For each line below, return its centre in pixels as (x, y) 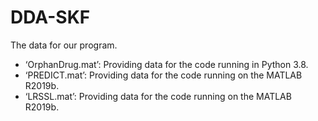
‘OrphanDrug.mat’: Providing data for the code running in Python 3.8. (166, 64)
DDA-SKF (50, 17)
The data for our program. (64, 45)
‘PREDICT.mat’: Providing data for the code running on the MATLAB (163, 75)
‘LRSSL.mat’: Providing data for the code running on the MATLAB (158, 96)
